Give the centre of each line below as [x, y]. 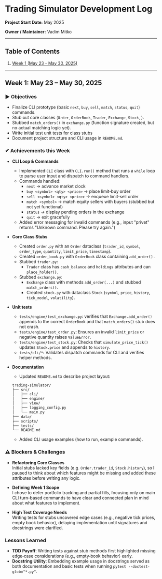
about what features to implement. [46, 503]
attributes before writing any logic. [46, 478]
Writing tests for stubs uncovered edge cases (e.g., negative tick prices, [84, 517]
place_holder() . [42, 272]
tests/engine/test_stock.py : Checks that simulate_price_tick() [84, 342]
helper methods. [35, 358]
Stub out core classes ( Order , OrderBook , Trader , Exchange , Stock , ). [78, 118]
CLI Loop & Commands [35, 161]
